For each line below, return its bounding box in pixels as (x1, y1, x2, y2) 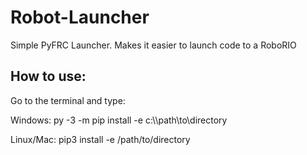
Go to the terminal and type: (10, 94, 126, 106)
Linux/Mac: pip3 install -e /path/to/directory (10, 133, 191, 145)
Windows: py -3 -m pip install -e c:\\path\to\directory (10, 114, 228, 126)
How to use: (10, 68, 87, 85)
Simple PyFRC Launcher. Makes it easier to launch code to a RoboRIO (10, 39, 297, 51)
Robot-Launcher (10, 6, 150, 29)
